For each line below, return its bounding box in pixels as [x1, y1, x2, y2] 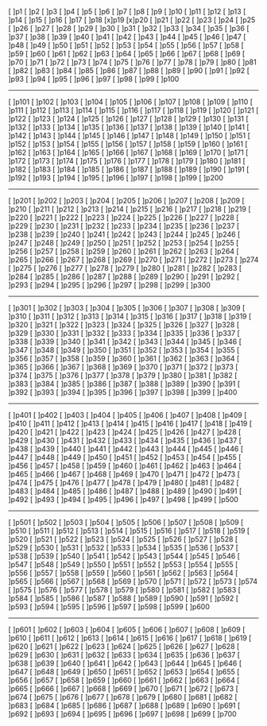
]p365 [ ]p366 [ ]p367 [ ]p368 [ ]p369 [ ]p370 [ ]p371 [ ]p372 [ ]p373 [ [8, 362, 238, 372]
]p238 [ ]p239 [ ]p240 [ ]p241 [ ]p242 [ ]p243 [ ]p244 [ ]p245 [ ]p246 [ [8, 230, 241, 239]
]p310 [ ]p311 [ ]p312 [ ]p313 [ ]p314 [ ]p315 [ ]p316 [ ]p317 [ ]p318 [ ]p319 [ [8, 311, 252, 321]
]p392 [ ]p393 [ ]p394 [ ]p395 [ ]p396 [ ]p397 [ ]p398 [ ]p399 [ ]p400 [8, 388, 238, 396]
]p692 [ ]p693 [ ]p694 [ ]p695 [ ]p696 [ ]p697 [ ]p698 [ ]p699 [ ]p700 [8, 709, 237, 718]
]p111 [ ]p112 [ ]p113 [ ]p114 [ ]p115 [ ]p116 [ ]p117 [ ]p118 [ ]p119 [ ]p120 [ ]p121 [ [8, 106, 259, 114]
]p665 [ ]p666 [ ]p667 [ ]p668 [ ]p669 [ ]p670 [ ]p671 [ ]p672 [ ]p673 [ [8, 684, 238, 693]
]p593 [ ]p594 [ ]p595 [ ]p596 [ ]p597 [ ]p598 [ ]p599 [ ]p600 [8, 602, 211, 611]
